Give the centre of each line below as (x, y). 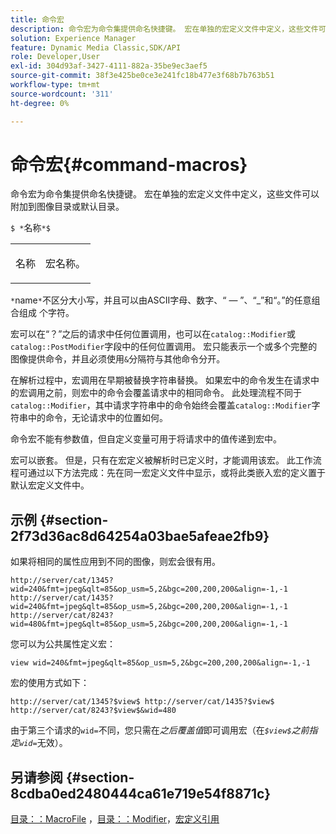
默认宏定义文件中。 (50, 485)
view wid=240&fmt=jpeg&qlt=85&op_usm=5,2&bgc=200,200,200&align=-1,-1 (160, 663)
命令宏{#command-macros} (129, 164)
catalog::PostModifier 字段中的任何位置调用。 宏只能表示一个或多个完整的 (164, 347)
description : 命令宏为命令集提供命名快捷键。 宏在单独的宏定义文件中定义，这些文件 (164, 29)
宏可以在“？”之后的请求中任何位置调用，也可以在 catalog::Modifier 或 (153, 334)
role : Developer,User (55, 57)
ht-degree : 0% (40, 103)
